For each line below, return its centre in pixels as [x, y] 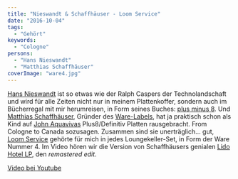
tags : [15, 27]
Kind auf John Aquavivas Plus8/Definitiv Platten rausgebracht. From [107, 124]
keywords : [22, 40]
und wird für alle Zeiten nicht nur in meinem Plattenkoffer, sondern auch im [117, 101]
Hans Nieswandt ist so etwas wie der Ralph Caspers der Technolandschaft [117, 94]
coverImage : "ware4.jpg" [44, 73]
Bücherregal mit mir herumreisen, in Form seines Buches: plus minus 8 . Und [119, 109]
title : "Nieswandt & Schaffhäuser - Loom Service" [84, 14]
